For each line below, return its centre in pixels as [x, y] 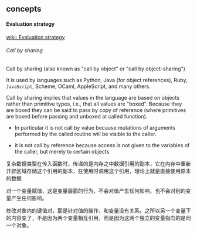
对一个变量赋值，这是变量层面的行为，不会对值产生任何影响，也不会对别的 [96, 191]
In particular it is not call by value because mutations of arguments [95, 127]
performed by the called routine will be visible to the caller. [85, 134]
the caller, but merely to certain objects [62, 151]
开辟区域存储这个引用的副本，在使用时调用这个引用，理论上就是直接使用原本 [98, 171]
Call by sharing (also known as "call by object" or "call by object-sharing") [96, 69]
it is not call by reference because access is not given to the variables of [102, 145]
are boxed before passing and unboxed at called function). [77, 116]
